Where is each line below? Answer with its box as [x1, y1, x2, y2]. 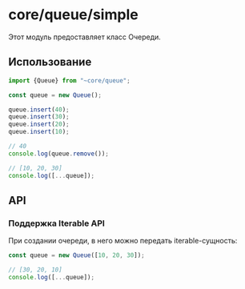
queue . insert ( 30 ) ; [8, 113, 70, 121]
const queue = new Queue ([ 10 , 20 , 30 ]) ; [8, 251, 146, 259]
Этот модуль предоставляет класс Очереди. [8, 32, 162, 42]
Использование [8, 55, 92, 69]
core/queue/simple [8, 6, 139, 24]
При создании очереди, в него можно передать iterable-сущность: [8, 236, 238, 246]
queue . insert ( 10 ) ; [8, 128, 70, 136]
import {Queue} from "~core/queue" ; [8, 76, 131, 85]
